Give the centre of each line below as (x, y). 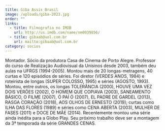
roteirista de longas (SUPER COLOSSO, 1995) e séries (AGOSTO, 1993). (77, 81)
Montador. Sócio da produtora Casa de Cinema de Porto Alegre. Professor (81, 60)
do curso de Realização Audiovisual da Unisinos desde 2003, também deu (81, 65)
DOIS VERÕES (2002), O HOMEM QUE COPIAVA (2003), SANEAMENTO (78, 92)
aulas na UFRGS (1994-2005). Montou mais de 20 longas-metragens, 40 (79, 71)
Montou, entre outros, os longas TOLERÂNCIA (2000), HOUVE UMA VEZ (79, 86)
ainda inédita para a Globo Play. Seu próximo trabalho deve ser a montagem (82, 118)
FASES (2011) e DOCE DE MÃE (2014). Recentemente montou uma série (78, 113)
